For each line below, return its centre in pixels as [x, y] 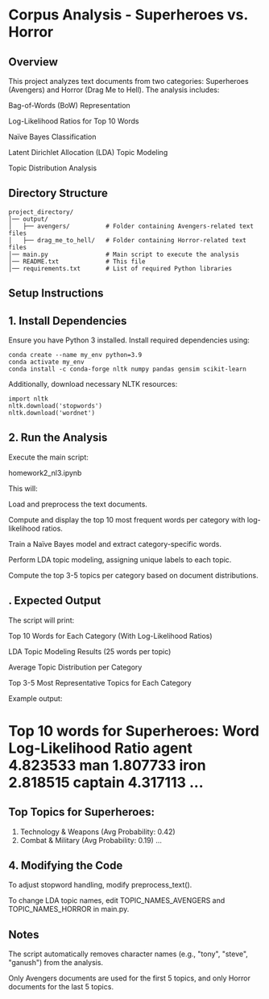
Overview [33, 62]
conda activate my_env [46, 362]
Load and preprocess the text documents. [78, 504]
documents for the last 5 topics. [61, 987]
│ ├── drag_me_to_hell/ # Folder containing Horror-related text [128, 240]
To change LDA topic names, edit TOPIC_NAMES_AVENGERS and [117, 900]
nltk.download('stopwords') [56, 406]
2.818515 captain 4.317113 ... [106, 782]
